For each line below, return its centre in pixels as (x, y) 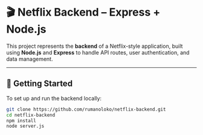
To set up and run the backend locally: (54, 98)
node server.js (25, 126)
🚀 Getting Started (40, 84)
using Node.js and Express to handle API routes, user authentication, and (98, 52)
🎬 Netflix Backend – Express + (83, 12)
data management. (30, 59)
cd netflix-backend (31, 115)
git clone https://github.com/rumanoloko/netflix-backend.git (86, 109)
